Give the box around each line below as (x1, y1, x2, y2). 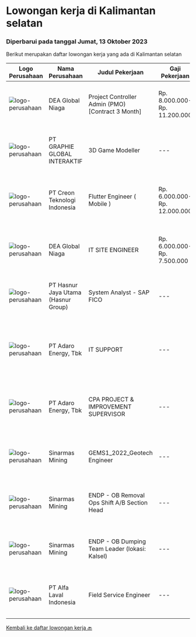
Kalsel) (88, 552, 108, 560)
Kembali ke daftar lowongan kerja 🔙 (6, 624, 92, 631)
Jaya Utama (48, 288, 82, 297)
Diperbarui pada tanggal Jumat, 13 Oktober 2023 (6, 38, 148, 46)
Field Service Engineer (88, 591, 150, 599)
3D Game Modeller (88, 147, 141, 155)
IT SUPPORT (88, 346, 124, 354)
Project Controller (88, 93, 137, 101)
